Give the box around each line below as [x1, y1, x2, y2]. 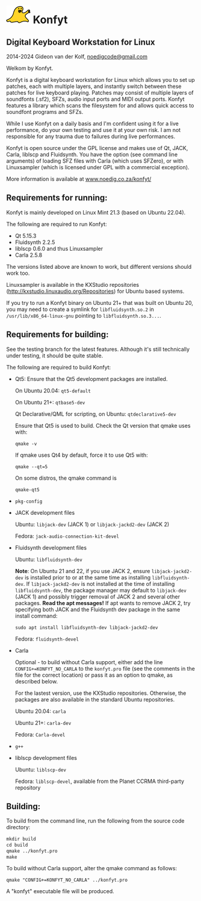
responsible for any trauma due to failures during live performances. [6, 133, 176, 140]
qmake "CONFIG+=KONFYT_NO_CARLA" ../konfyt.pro [6, 877, 128, 884]
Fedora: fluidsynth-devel [14, 635, 79, 642]
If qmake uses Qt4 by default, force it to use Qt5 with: [14, 451, 149, 459]
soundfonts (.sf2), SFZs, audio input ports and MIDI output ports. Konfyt [6, 96, 185, 102]
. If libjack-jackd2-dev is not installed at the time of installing [23, 580, 175, 587]
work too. [6, 269, 30, 277]
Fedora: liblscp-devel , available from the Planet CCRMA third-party [14, 777, 185, 785]
